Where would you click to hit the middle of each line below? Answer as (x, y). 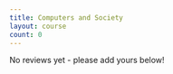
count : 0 (26, 34)
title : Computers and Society (67, 18)
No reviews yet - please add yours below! (87, 60)
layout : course (38, 26)
